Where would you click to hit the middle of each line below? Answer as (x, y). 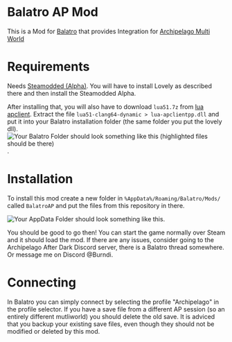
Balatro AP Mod (53, 12)
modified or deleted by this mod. (54, 331)
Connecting (42, 282)
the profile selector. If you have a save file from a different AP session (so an (116, 309)
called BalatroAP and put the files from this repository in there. (96, 205)
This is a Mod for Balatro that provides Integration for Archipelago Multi (109, 31)
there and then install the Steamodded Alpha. (72, 93)
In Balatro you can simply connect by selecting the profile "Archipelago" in (113, 302)
